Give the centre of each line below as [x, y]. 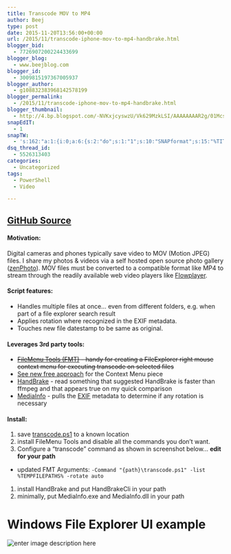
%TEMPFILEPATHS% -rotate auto [60, 476]
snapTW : [18, 135]
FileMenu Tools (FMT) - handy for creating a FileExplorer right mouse [115, 360]
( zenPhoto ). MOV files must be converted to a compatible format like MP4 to [115, 268]
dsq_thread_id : [29, 148]
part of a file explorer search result [66, 314]
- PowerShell [32, 180]
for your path [36, 456]
